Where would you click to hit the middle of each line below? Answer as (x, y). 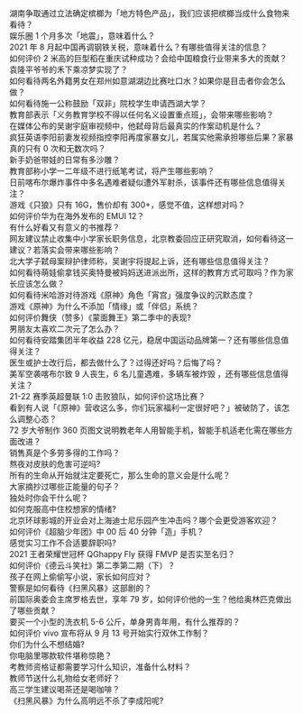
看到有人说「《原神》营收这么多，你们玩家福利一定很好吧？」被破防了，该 (146, 407)
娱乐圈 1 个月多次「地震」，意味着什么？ (83, 36)
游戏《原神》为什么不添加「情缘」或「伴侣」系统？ (104, 306)
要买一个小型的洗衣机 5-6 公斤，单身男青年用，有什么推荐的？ (125, 622)
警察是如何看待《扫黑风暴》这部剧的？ (80, 588)
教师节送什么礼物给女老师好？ (64, 678)
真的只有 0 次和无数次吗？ (58, 148)
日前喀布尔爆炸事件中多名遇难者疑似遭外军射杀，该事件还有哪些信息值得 (143, 182)
